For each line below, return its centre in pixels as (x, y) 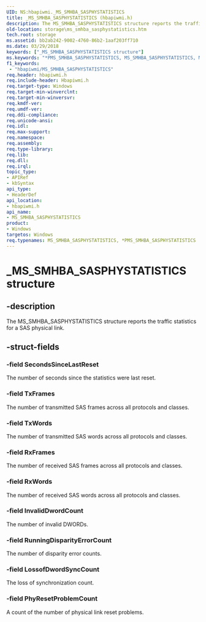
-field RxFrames (31, 452)
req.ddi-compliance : (33, 115)
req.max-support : (29, 132)
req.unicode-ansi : (30, 120)
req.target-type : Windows (39, 87)
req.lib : (17, 155)
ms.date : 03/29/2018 (33, 47)
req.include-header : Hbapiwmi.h (48, 80)
